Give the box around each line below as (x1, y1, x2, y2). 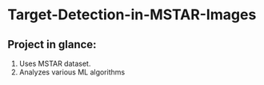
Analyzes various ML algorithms (18, 67, 126, 77)
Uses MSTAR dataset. (18, 59, 91, 68)
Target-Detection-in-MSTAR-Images (7, 6, 257, 24)
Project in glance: (7, 38, 97, 51)
